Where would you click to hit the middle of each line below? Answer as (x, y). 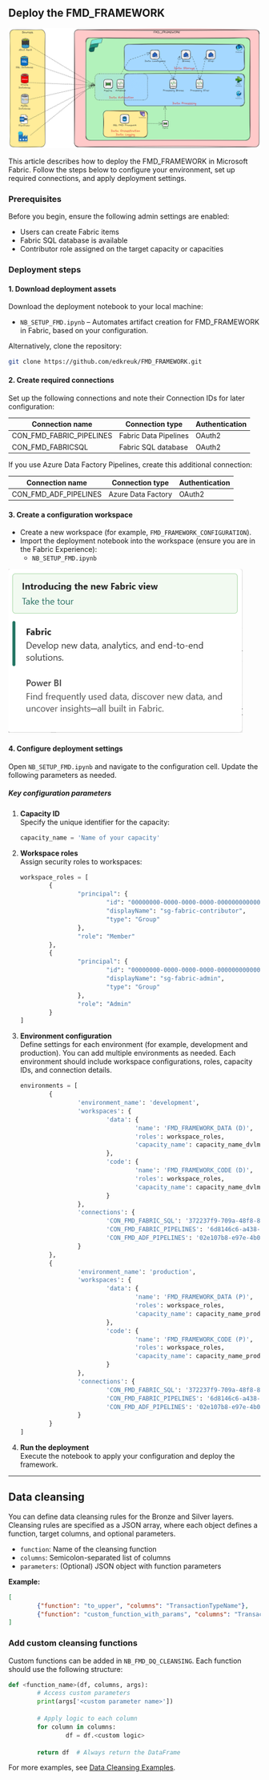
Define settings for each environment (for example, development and (134, 1045)
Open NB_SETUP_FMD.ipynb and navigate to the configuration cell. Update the (133, 766)
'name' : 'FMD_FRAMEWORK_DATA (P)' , (194, 1297)
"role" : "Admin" (104, 1004)
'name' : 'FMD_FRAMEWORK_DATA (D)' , (194, 1128)
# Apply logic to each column (87, 1719)
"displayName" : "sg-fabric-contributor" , (176, 911)
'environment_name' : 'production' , (137, 1272)
